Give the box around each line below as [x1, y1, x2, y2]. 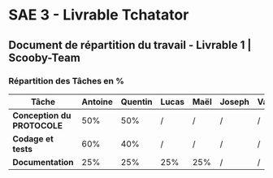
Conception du [12, 110, 71, 121]
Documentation [12, 156, 75, 167]
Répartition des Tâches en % [8, 75, 124, 86]
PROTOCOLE [12, 119, 63, 131]
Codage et [12, 132, 54, 144]
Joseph [219, 96, 249, 107]
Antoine [81, 96, 114, 107]
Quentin [120, 96, 153, 107]
